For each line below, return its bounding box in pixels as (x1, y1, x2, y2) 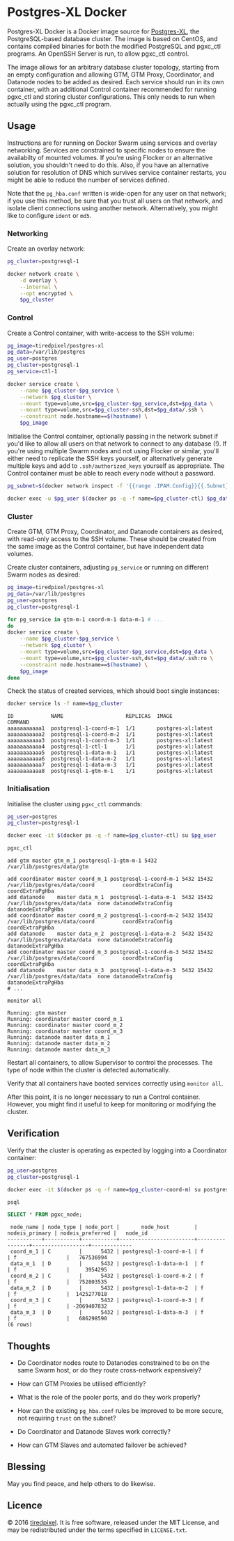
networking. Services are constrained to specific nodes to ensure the (7, 146, 206, 154)
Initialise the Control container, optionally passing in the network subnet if (7, 432, 218, 441)
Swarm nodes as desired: (7, 570, 81, 579)
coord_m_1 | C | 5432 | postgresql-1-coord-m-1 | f (10, 1248, 204, 1256)
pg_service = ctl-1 (7, 368, 58, 375)
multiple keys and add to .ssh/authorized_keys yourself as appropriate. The (7, 462, 225, 470)
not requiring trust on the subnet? (17, 1414, 116, 1423)
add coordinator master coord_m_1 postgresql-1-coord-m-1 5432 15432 (7, 875, 214, 883)
